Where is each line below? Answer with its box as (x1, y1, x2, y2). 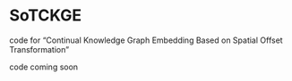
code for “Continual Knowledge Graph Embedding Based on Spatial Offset (9, 35, 284, 45)
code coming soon (9, 61, 79, 72)
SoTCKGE (9, 5, 82, 26)
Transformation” (9, 44, 70, 54)
